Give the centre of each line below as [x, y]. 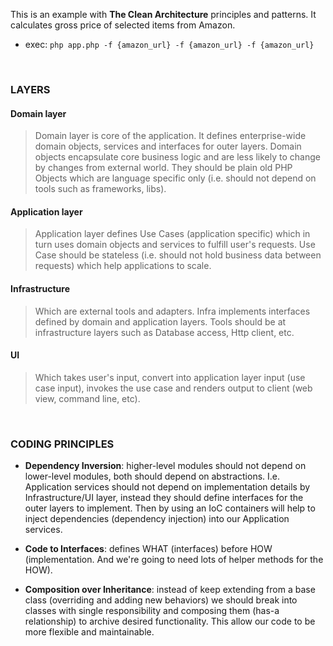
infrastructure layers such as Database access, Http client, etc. [164, 332]
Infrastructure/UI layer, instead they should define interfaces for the [164, 498]
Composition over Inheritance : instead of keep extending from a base [170, 590]
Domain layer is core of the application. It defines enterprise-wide [170, 136]
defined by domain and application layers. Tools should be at [160, 321]
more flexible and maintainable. [89, 632]
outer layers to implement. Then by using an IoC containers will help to [170, 508]
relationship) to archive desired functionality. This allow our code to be [170, 621]
